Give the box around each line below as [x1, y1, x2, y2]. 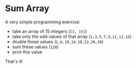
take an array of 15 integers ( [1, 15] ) [12, 28, 87, 34]
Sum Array [5, 3, 50, 14]
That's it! [5, 58, 23, 64]
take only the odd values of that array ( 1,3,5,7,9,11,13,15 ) [12, 34, 132, 39]
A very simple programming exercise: [5, 19, 81, 25]
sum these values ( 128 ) [12, 44, 59, 50]
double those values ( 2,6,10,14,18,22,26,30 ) [12, 38, 104, 44]
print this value [12, 49, 43, 55]
